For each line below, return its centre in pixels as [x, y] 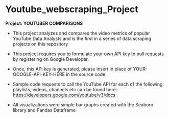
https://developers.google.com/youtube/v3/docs [64, 95]
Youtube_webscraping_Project [72, 9]
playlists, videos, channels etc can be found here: [65, 89]
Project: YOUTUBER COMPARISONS [44, 23]
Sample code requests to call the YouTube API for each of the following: [88, 84]
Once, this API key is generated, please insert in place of [72, 69]
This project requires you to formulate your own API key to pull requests [88, 54]
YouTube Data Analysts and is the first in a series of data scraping [82, 38]
